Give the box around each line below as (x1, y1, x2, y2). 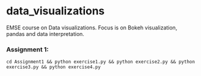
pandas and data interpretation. (6, 30, 84, 37)
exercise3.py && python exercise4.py (6, 64, 101, 70)
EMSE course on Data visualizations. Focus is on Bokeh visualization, (6, 24, 178, 31)
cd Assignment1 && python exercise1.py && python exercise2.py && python (6, 59, 196, 65)
